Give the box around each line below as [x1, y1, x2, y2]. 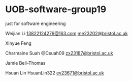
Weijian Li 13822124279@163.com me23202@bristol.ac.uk [5, 30, 128, 36]
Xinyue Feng [5, 40, 31, 46]
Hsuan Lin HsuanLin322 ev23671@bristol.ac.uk [5, 70, 104, 76]
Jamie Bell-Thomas [5, 60, 46, 66]
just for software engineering [5, 20, 66, 26]
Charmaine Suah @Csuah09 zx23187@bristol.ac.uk [5, 50, 113, 56]
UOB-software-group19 [5, 4, 107, 15]
